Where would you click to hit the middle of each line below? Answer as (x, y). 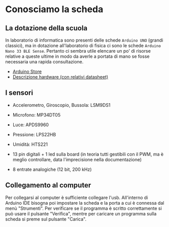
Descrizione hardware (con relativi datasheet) (60, 77)
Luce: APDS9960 (31, 125)
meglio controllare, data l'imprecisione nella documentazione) (77, 159)
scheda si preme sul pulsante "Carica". (46, 219)
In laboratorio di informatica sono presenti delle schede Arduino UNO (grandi (84, 40)
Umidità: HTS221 (30, 144)
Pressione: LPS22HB (34, 134)
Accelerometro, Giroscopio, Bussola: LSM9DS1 (61, 105)
